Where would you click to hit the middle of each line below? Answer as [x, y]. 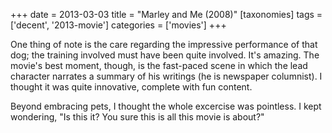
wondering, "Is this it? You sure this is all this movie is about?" [137, 117]
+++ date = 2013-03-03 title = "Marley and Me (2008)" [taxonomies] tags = [166, 14]
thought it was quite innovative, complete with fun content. [131, 87]
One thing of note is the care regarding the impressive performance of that [164, 44]
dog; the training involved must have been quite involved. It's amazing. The [165, 55]
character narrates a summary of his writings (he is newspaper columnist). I [166, 76]
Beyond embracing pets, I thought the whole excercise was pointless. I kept [166, 106]
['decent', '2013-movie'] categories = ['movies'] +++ [118, 25]
